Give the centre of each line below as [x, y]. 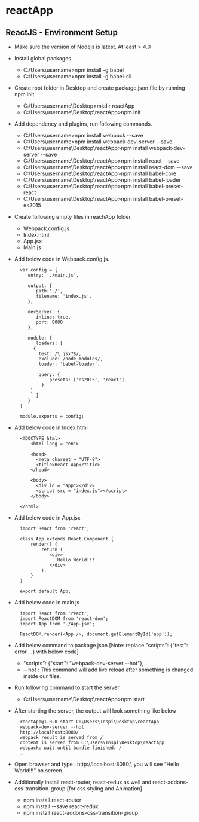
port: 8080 [50, 322]
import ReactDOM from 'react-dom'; [64, 619]
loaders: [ [50, 343]
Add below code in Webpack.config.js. [62, 259]
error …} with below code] [46, 652]
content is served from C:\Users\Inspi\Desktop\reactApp [92, 742]
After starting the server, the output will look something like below [95, 711]
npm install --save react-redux [61, 806]
